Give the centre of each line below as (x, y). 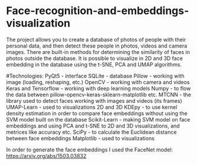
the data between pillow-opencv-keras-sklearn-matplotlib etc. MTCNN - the (99, 95)
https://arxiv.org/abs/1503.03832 (46, 156)
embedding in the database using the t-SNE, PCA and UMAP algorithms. (94, 64)
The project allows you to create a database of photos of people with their (96, 39)
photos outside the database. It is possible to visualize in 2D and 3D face (94, 58)
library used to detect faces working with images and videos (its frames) (94, 100)
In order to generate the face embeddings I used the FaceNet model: (89, 149)
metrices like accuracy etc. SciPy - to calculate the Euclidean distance (91, 132)
